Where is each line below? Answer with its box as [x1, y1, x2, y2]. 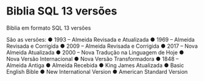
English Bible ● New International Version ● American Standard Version [6, 68, 188, 75]
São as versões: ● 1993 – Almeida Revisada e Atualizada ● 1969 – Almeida [6, 36, 195, 43]
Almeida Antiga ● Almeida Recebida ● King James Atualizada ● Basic [6, 62, 185, 69]
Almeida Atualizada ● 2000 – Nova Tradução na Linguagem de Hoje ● [6, 48, 185, 56]
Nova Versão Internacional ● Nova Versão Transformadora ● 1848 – [6, 55, 179, 62]
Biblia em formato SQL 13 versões [6, 24, 91, 31]
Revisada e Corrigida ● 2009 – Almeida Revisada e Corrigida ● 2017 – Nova [6, 42, 198, 50]
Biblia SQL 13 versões [6, 4, 118, 18]
